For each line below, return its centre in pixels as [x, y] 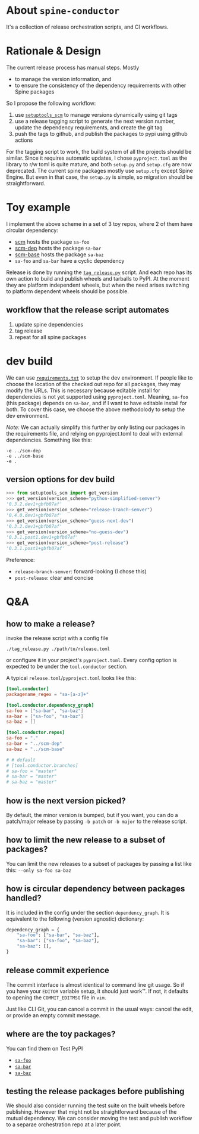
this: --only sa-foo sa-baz [39, 870]
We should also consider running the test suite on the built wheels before [96, 1105]
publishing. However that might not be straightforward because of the [91, 1112]
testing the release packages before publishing [95, 1091]
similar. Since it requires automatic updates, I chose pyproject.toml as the [97, 158]
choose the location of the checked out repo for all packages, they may [94, 384]
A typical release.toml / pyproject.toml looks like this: [71, 678]
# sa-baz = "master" [32, 782]
